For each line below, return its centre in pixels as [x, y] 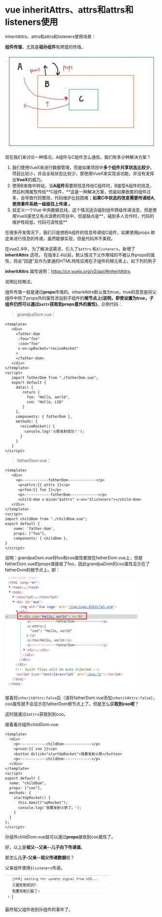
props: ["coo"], [26, 788]
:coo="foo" [29, 344]
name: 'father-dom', [34, 528]
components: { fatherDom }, [44, 416]
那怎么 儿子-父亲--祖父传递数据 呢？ [40, 857]
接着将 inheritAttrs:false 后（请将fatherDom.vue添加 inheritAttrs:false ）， [81, 697]
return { [31, 392]
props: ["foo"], [30, 533]
